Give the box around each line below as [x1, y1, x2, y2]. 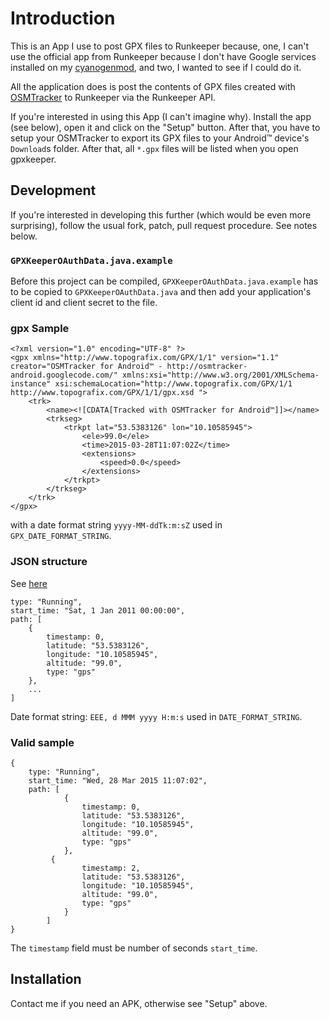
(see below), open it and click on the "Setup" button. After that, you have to [10, 121, 321, 133]
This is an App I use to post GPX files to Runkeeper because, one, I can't [10, 40, 310, 52]
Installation [10, 971, 82, 988]
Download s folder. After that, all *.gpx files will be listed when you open [10, 142, 299, 154]
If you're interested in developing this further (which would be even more [10, 208, 312, 221]
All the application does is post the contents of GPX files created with [10, 80, 296, 92]
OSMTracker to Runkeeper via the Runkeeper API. [10, 91, 217, 103]
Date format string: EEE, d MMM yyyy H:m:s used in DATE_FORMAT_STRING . [10, 710, 303, 722]
